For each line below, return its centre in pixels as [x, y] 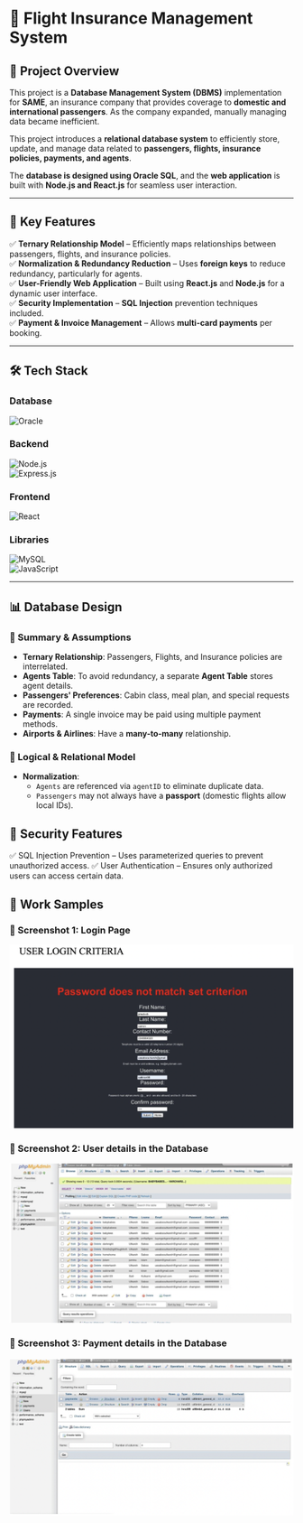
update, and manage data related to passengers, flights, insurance [135, 149]
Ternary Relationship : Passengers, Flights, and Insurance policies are [152, 657]
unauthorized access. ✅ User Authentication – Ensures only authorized [141, 866]
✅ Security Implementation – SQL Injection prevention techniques [134, 302]
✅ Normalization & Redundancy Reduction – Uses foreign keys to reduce [147, 263]
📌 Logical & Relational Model [73, 757]
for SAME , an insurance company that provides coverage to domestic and [148, 102]
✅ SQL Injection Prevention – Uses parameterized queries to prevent [137, 856]
